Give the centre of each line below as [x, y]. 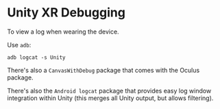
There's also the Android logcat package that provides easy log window [109, 90]
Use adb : [19, 45]
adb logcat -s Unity [37, 57]
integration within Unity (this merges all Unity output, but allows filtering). [110, 98]
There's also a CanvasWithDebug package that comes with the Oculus [103, 70]
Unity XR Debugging [66, 13]
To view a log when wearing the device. [63, 32]
